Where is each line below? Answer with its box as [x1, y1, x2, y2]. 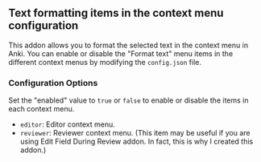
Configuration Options [8, 77, 98, 88]
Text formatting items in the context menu [8, 6, 224, 20]
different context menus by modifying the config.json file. [8, 57, 201, 67]
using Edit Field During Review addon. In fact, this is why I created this [19, 136, 254, 147]
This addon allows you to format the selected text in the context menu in [8, 40, 248, 50]
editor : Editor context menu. [19, 119, 115, 129]
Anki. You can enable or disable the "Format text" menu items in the [8, 48, 234, 59]
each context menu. [8, 104, 75, 114]
